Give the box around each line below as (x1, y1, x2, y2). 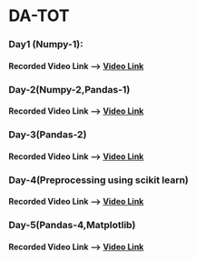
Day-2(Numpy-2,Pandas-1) (8, 83, 131, 95)
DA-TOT (8, 5, 70, 26)
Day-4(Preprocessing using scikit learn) (8, 174, 190, 186)
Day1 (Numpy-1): (8, 38, 84, 51)
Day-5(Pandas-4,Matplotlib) (8, 219, 136, 232)
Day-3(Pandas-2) (8, 128, 87, 141)
